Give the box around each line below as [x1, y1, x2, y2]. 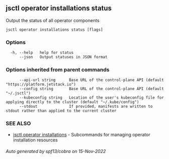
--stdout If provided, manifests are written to [19, 104, 153, 109]
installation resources [13, 137, 58, 143]
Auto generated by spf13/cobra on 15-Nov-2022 [6, 148, 106, 154]
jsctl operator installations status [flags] [6, 27, 103, 32]
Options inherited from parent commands [6, 66, 110, 73]
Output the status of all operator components [6, 17, 100, 23]
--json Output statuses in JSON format [19, 55, 108, 60]
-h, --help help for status [10, 50, 74, 55]
